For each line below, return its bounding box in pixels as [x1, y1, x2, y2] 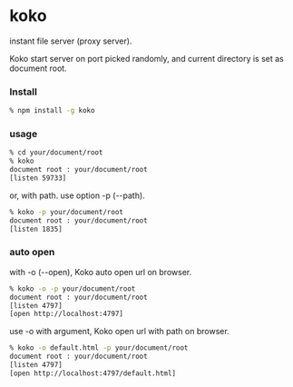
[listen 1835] [9, 224, 63, 233]
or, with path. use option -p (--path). [9, 190, 145, 201]
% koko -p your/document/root [9, 207, 124, 216]
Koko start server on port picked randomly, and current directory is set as [9, 53, 284, 64]
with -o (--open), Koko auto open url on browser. [9, 266, 192, 277]
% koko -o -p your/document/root [9, 283, 136, 293]
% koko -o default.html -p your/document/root [9, 343, 189, 352]
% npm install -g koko [9, 106, 95, 115]
